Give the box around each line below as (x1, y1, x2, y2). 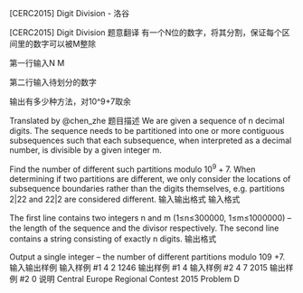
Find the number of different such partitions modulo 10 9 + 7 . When (9, 162, 256, 175)
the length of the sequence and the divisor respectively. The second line (9, 222, 279, 233)
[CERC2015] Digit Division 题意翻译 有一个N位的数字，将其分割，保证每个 (9, 27, 283, 38)
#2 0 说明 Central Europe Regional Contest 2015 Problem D (19, 273, 240, 284)
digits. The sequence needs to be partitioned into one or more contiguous (9, 126, 285, 136)
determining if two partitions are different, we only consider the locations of (9, 173, 291, 184)
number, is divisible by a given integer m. (9, 145, 163, 156)
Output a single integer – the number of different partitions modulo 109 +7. (9, 251, 286, 262)
